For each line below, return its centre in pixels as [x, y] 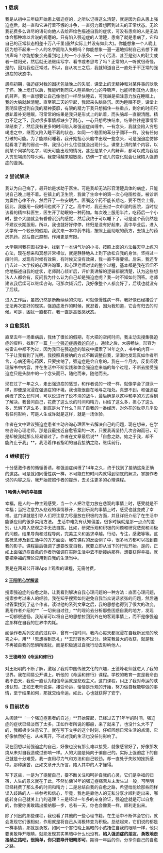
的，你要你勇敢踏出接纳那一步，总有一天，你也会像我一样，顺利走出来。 [77, 805]
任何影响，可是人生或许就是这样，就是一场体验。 [58, 414]
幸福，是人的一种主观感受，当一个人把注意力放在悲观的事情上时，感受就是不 [81, 503]
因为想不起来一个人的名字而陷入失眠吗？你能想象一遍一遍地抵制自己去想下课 [81, 49]
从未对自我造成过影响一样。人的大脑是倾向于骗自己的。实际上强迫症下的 [81, 753]
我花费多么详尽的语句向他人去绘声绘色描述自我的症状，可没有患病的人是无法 [81, 31]
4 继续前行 [17, 456]
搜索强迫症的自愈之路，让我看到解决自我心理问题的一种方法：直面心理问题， [81, 592]
